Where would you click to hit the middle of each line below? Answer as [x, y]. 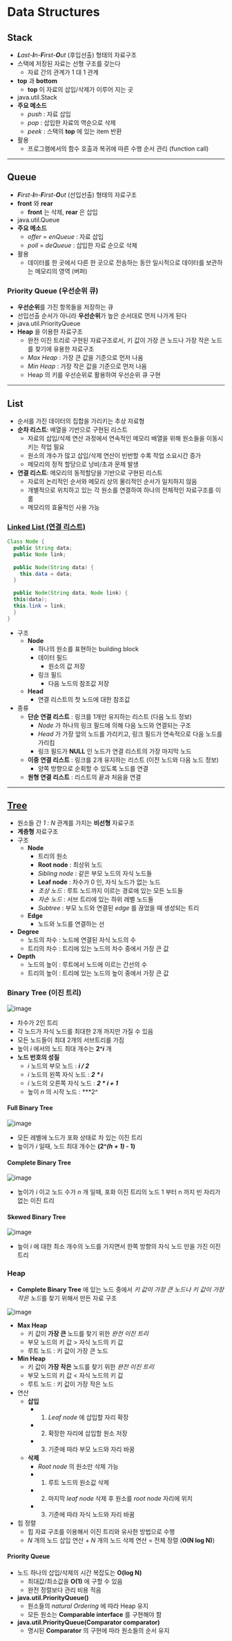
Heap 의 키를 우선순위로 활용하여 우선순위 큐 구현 [94, 375]
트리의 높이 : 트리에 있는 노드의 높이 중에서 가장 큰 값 [98, 973]
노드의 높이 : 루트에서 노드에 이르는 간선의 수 [87, 965]
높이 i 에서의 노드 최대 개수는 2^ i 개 [64, 1048]
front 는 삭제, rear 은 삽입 [62, 212]
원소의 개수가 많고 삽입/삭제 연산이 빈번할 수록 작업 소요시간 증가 [114, 455]
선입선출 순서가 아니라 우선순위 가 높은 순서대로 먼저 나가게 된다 [102, 316]
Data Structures [54, 12]
